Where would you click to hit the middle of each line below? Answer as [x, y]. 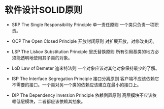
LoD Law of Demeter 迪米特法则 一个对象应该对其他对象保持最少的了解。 [86, 68]
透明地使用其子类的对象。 [46, 57]
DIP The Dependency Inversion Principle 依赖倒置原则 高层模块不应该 [82, 95]
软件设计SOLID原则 [43, 10]
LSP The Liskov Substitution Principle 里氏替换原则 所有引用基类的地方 [83, 52]
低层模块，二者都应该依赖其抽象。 [51, 101]
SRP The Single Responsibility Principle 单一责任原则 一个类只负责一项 [83, 25]
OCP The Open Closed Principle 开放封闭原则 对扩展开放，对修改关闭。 [84, 41]
